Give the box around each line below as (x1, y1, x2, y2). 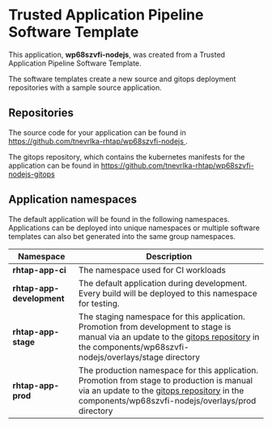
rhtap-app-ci (12, 264, 66, 275)
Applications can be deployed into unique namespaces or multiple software (8, 223, 261, 233)
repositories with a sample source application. (8, 83, 162, 92)
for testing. (78, 297, 120, 309)
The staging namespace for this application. (78, 310, 245, 322)
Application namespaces (8, 193, 138, 207)
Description (146, 250, 193, 262)
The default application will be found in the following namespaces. (8, 214, 230, 224)
